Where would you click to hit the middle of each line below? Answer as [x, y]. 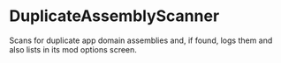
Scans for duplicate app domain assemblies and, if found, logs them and [141, 40]
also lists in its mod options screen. [73, 49]
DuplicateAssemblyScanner [114, 16]
